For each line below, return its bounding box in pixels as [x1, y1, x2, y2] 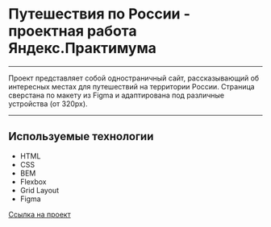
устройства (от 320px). [8, 98, 88, 109]
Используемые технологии [8, 130, 154, 143]
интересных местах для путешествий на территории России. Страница [8, 81, 256, 91]
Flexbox [19, 176, 47, 186]
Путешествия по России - [8, 5, 191, 23]
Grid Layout [19, 185, 59, 195]
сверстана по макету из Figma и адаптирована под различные [8, 90, 224, 100]
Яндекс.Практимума [8, 39, 157, 57]
